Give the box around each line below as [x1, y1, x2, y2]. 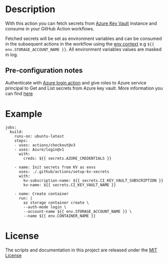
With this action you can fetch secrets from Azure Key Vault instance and [5, 20, 157, 26]
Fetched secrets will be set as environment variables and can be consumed [5, 35, 162, 41]
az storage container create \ [23, 200, 89, 205]
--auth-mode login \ [23, 204, 67, 209]
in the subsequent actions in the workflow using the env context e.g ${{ [5, 40, 154, 47]
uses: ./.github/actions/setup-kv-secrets [18, 169, 109, 174]
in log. [5, 52, 19, 58]
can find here [5, 90, 33, 97]
